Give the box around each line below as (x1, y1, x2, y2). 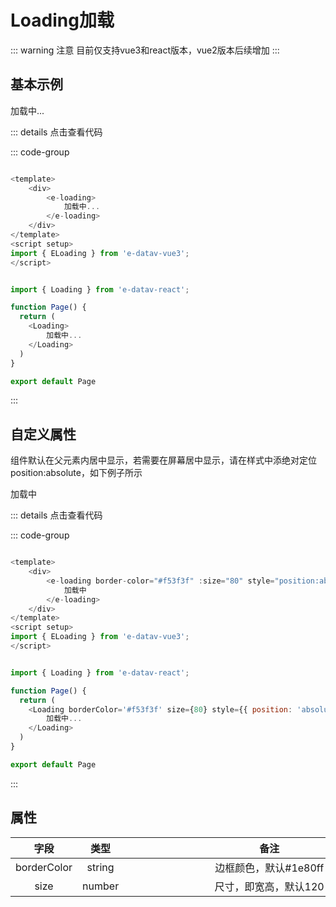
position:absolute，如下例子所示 (10, 467, 143, 479)
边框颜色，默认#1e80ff (214, 861, 325, 875)
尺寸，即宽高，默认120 (214, 879, 325, 893)
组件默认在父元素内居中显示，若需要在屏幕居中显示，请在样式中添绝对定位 (10, 454, 317, 466)
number (82, 879, 120, 893)
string (86, 860, 115, 874)
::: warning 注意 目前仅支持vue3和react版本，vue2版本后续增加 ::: (10, 44, 280, 56)
